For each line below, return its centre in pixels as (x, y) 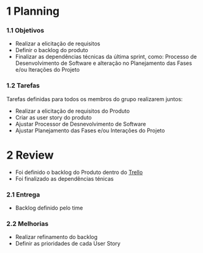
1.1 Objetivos (25, 31)
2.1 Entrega (23, 194)
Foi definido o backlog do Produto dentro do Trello (79, 172)
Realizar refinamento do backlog (56, 237)
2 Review (30, 155)
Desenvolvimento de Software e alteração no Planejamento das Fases (103, 63)
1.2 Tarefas (23, 86)
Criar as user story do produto (53, 117)
